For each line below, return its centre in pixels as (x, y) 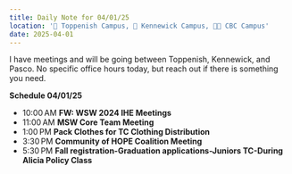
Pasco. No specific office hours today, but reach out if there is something (144, 69)
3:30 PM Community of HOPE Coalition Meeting (112, 141)
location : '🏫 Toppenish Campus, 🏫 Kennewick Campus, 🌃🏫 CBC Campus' (139, 26)
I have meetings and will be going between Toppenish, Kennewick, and (140, 60)
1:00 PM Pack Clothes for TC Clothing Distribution (116, 132)
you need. (28, 79)
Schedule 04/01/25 (46, 95)
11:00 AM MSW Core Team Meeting (88, 122)
